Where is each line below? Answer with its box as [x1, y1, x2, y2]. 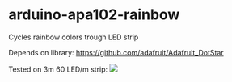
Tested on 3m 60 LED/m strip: [8, 64, 108, 74]
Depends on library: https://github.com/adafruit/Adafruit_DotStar [8, 47, 224, 57]
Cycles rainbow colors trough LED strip [8, 32, 139, 42]
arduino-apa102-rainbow [8, 6, 180, 24]
